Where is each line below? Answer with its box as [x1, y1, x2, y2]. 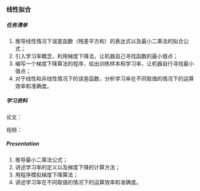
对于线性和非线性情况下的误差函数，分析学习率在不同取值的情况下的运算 [14, 75, 194, 82]
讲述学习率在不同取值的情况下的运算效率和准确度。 [14, 178, 142, 186]
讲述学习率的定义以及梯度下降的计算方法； [14, 163, 121, 171]
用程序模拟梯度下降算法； [14, 171, 79, 178]
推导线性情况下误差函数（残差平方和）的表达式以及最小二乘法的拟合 [14, 37, 184, 44]
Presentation [6, 140, 40, 147]
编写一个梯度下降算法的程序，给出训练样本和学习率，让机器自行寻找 [14, 60, 184, 67]
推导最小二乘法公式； [14, 156, 68, 163]
